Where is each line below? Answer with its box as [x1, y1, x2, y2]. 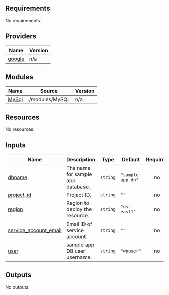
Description [66, 156, 96, 163]
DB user [66, 248, 86, 255]
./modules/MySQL [27, 96, 70, 103]
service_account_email [8, 227, 62, 234]
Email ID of [66, 220, 92, 228]
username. [66, 254, 92, 261]
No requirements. [5, 17, 42, 23]
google [8, 55, 25, 62]
